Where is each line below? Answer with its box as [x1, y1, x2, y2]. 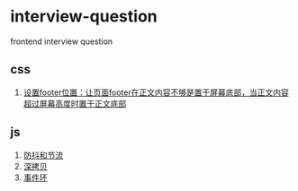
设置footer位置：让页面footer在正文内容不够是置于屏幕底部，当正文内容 [23, 87, 289, 98]
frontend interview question [10, 36, 113, 47]
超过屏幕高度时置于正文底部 [23, 98, 127, 109]
